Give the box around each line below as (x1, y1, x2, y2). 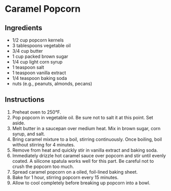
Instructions (5, 95, 45, 104)
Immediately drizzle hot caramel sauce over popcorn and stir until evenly (12, 152, 166, 159)
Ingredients (5, 24, 42, 32)
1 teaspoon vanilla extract (12, 70, 66, 76)
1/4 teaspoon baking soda (12, 75, 67, 81)
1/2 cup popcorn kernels (12, 37, 64, 43)
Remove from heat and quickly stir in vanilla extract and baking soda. (12, 147, 158, 153)
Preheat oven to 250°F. (12, 109, 61, 115)
